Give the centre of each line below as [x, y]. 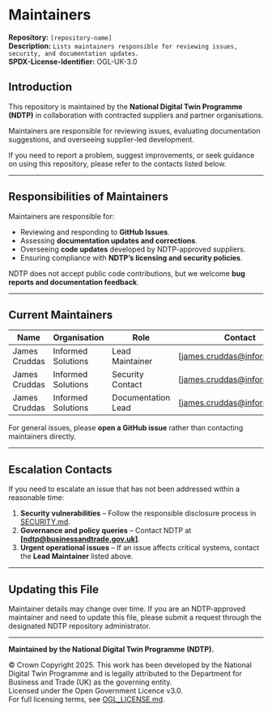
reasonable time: [36, 498]
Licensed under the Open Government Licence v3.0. [96, 691]
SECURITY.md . [45, 522]
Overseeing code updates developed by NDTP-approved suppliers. [133, 249]
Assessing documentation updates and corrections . [109, 240]
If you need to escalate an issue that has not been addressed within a [124, 489]
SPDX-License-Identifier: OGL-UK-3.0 [73, 61]
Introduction [40, 87]
